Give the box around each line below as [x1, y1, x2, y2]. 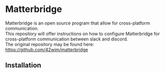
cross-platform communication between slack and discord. [5, 36, 128, 42]
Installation [5, 61, 41, 69]
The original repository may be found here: [5, 41, 94, 47]
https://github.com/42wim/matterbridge [5, 46, 88, 52]
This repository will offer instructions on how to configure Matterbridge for [5, 30, 160, 36]
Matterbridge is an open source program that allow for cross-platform [5, 20, 150, 26]
